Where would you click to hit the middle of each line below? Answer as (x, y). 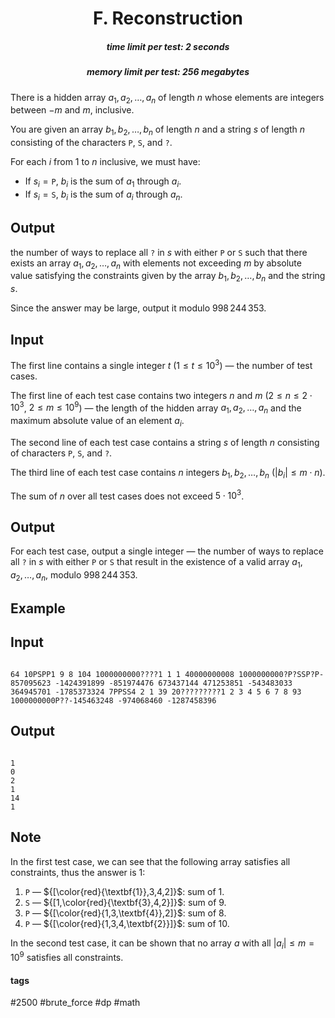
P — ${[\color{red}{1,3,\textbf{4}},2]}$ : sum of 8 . (125, 913)
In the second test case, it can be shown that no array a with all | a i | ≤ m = (162, 944)
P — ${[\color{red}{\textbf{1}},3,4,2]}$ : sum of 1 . (124, 891)
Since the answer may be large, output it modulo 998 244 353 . (138, 308)
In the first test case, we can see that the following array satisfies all (150, 861)
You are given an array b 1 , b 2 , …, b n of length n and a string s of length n (158, 130)
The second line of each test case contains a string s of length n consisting (165, 442)
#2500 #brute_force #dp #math (75, 1003)
